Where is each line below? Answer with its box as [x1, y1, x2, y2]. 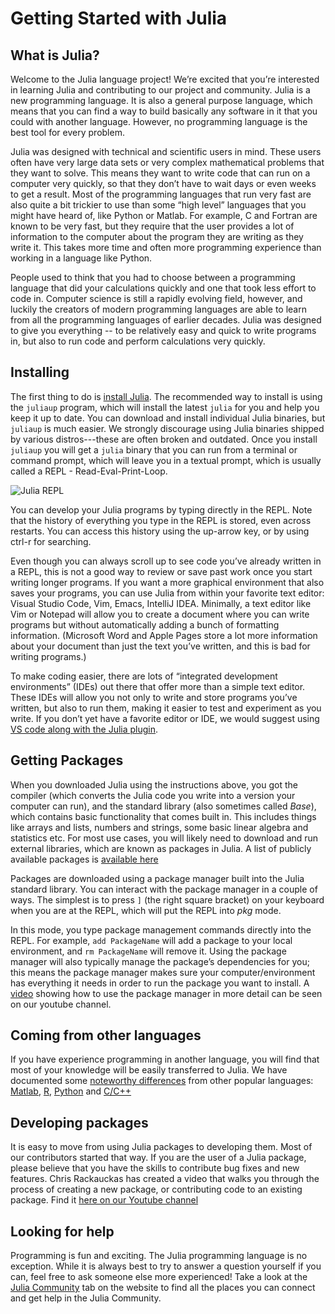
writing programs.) [10, 650, 87, 662]
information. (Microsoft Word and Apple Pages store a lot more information [10, 629, 318, 641]
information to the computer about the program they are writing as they [10, 231, 304, 242]
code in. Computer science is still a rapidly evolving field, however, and [10, 293, 303, 304]
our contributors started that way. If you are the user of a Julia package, [10, 1152, 307, 1164]
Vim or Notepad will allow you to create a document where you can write [10, 608, 310, 620]
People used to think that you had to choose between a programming [10, 272, 296, 283]
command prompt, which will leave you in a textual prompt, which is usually [10, 454, 322, 466]
